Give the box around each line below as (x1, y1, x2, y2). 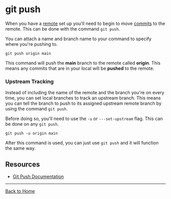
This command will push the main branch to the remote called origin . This (5, 60, 161, 66)
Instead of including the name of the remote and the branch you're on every (5, 90, 164, 96)
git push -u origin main (5, 131, 58, 136)
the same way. (5, 145, 36, 151)
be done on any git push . (5, 121, 59, 127)
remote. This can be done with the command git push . (5, 25, 121, 32)
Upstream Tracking (5, 78, 54, 85)
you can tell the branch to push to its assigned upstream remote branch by (5, 100, 162, 106)
